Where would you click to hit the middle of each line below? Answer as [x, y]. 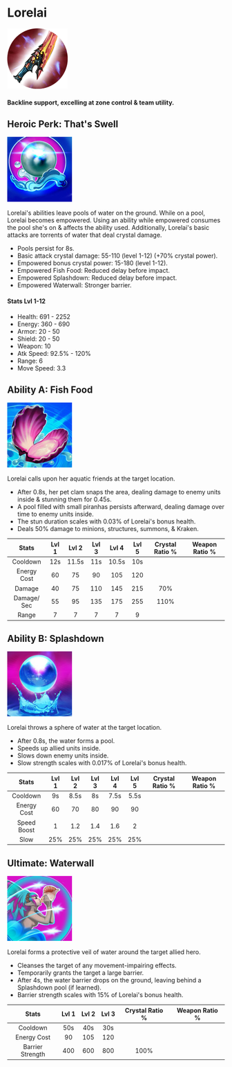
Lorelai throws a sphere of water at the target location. [85, 728]
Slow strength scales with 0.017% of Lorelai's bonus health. [102, 763]
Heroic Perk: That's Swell [63, 124]
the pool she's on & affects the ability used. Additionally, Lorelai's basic [108, 228]
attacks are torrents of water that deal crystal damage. [85, 235]
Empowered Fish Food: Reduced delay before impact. [94, 271]
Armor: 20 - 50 [38, 331]
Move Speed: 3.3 [41, 368]
